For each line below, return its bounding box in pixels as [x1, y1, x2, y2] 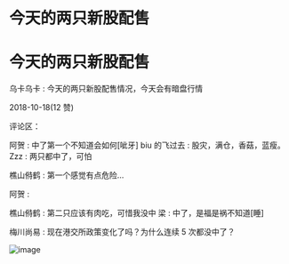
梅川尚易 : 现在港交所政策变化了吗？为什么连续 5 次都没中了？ [9, 227, 236, 237]
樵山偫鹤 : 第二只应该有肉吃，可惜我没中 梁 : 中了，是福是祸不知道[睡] [9, 208, 264, 219]
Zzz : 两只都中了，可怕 [9, 151, 92, 162]
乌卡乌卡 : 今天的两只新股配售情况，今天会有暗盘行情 [9, 84, 203, 94]
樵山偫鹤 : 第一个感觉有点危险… [9, 170, 124, 180]
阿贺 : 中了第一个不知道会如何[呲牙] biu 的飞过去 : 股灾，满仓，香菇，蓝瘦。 [9, 140, 286, 151]
